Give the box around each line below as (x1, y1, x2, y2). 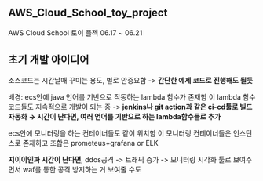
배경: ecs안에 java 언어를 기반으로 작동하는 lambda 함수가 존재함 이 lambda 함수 (8, 92, 256, 101)
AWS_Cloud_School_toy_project (8, 6, 168, 20)
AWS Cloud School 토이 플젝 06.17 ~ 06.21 (8, 27, 143, 38)
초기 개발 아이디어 (8, 53, 89, 67)
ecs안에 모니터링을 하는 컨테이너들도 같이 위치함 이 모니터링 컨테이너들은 (8, 129, 232, 138)
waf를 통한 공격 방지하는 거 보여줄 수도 (22, 165, 142, 174)
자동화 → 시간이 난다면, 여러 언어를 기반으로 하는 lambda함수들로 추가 (8, 111, 221, 121)
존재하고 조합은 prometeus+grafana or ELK (22, 138, 159, 147)
